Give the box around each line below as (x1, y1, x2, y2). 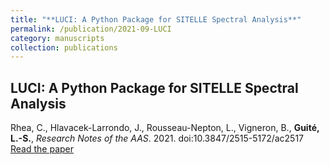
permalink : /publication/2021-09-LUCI (10, 24, 172, 34)
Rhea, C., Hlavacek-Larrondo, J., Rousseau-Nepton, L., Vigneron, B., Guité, (10, 122, 320, 134)
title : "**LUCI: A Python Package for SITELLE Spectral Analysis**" (10, 14, 302, 25)
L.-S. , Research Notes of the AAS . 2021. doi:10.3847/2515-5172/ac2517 (10, 132, 305, 145)
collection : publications (10, 42, 118, 53)
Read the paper (10, 143, 75, 155)
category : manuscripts (10, 33, 105, 43)
